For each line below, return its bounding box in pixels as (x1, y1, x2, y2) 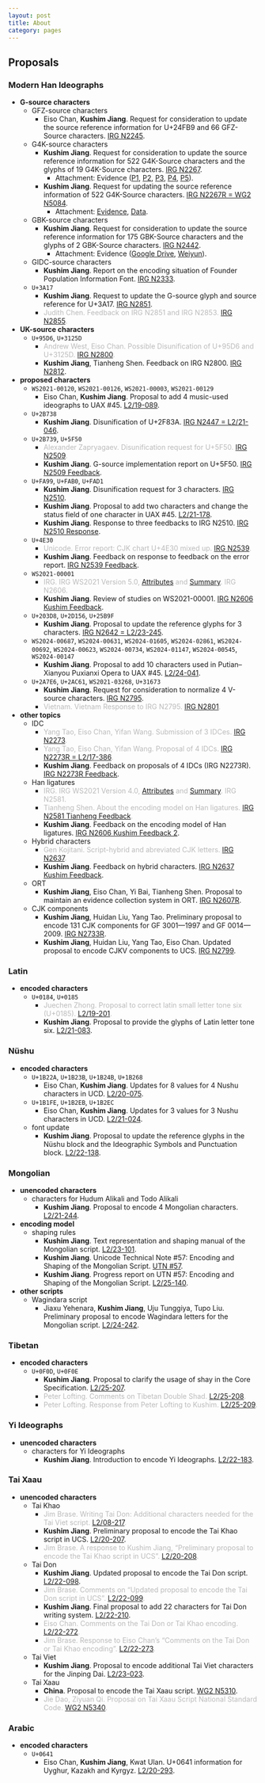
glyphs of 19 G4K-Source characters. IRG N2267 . (43, 165, 203, 174)
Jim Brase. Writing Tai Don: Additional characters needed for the (43, 1509, 254, 1518)
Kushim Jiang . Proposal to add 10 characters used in (43, 660, 217, 669)
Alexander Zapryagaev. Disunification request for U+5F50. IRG (43, 443, 248, 452)
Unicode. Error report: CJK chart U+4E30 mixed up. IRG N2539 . (43, 543, 252, 553)
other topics (19, 711, 61, 720)
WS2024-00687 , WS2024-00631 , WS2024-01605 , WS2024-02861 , (31, 636, 216, 646)
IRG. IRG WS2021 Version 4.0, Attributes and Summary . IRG (43, 786, 237, 796)
